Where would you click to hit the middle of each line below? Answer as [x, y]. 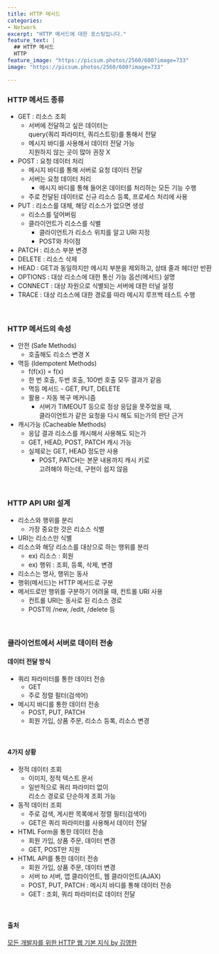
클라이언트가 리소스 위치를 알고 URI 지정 [95, 232]
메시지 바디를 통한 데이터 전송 [58, 704]
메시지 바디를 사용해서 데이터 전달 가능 [81, 143]
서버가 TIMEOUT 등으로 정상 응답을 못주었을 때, [105, 406]
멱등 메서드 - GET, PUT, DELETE [74, 389]
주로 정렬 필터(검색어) [58, 695]
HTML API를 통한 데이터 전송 [58, 858]
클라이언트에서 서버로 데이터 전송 [60, 643]
